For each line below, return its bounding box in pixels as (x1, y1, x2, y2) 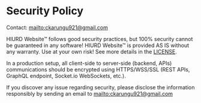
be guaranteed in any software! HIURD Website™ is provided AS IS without (6, 42, 190, 49)
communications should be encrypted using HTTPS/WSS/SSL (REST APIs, (6, 65, 190, 73)
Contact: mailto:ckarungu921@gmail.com (6, 24, 108, 31)
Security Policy (6, 4, 84, 18)
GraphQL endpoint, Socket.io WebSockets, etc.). (6, 72, 126, 79)
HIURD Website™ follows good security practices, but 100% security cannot (6, 35, 193, 42)
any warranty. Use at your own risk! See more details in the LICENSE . (6, 48, 177, 55)
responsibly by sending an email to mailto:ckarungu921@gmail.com (6, 90, 173, 97)
